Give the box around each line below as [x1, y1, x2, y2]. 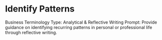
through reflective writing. [5, 29, 58, 35]
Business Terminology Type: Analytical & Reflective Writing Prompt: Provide [5, 19, 157, 25]
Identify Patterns [5, 3, 75, 14]
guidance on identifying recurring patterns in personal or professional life [5, 24, 152, 30]
